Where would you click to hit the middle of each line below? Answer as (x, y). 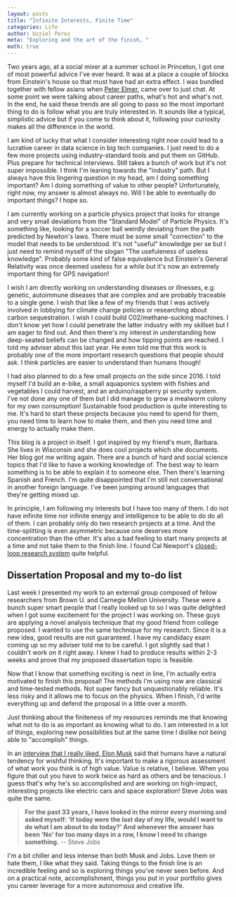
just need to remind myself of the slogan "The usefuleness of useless (108, 251)
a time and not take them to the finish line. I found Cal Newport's (100, 546)
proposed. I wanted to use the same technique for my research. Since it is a (117, 630)
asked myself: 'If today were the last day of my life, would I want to (124, 819)
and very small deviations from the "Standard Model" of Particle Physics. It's (118, 221)
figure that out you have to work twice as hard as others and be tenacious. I (117, 776)
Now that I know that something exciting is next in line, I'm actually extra (112, 673)
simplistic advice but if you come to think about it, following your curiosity (114, 119)
